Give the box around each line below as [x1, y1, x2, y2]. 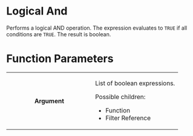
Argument [34, 97, 65, 105]
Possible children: [94, 92, 146, 101]
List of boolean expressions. [94, 79, 175, 87]
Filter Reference [105, 114, 151, 122]
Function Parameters [6, 52, 114, 66]
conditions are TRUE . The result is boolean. [6, 30, 111, 37]
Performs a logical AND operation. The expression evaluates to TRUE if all [6, 24, 188, 31]
